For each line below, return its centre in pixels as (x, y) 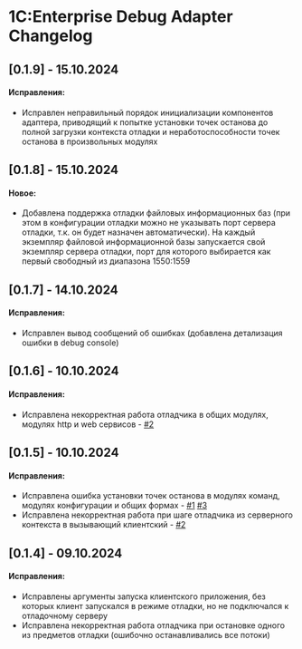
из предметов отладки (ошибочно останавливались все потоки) (146, 634)
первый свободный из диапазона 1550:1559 (106, 261)
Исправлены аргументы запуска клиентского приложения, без (143, 596)
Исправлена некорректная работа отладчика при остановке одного (153, 625)
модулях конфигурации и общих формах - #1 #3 (114, 506)
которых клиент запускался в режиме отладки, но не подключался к (155, 605)
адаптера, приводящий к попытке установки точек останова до (145, 122)
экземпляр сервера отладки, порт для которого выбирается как (146, 252)
